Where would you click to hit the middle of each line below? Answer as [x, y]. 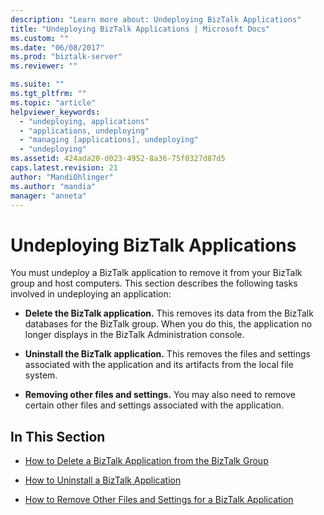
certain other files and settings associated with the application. [154, 405]
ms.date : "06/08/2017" [57, 47]
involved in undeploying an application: [91, 294]
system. [41, 375]
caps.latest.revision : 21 [64, 168]
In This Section [58, 436]
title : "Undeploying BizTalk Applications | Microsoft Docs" [140, 29]
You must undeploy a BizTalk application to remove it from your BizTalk [156, 273]
